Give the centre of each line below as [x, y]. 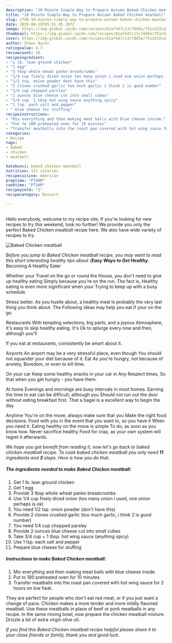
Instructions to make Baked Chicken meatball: [56, 559]
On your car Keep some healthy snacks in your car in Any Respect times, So [86, 374]
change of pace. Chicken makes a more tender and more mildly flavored [82, 603]
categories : [18, 133]
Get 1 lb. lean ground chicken [44, 482]
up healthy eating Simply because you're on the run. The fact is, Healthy [82, 281]
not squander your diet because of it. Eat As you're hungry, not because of [84, 358]
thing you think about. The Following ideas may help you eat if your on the [84, 307]
